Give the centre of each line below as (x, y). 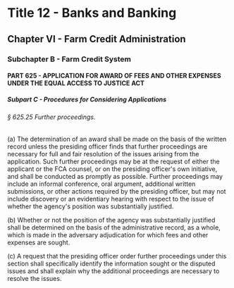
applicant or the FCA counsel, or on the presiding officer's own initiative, (112, 169)
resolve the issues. (35, 278)
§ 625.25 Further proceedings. (51, 117)
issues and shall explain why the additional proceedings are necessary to (113, 271)
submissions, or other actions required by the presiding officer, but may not (117, 191)
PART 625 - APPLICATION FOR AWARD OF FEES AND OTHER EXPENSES (114, 76)
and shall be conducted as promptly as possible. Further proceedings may (115, 176)
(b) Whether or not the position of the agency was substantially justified (111, 220)
